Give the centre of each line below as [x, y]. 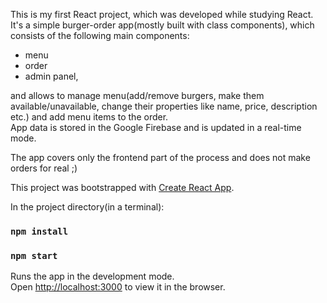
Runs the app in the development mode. [92, 276]
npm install [39, 231]
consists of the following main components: [100, 35]
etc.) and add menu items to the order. [89, 117]
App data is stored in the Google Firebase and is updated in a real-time [156, 127]
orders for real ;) [44, 168]
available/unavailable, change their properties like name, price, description [164, 106]
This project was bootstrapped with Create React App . [122, 187]
